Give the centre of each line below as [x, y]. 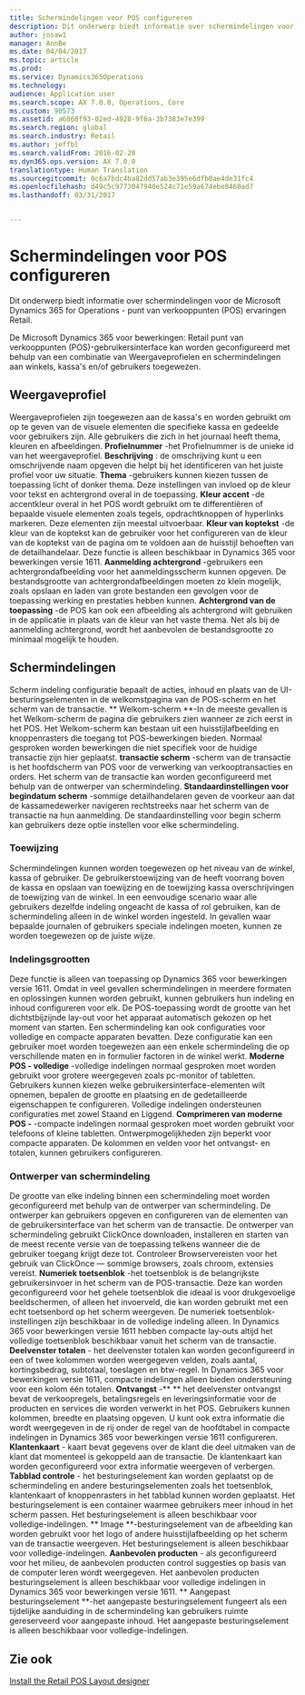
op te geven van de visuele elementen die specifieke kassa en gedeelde [144, 426]
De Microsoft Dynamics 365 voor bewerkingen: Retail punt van [127, 337]
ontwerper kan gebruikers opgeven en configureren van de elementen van [149, 1215]
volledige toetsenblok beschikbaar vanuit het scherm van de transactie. [143, 1341]
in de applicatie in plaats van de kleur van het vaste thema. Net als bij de [144, 620]
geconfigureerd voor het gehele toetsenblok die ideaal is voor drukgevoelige [152, 1292]
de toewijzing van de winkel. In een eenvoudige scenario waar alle [133, 897]
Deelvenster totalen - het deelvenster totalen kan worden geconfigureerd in [152, 1351]
